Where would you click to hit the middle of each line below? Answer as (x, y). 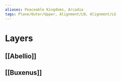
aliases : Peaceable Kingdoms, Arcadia (44, 10)
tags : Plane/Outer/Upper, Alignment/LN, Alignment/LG (61, 14)
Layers (19, 38)
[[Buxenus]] (24, 73)
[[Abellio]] (21, 56)
